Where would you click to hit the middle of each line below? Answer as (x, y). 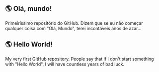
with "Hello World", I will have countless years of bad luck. (65, 64)
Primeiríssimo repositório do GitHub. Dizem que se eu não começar (74, 23)
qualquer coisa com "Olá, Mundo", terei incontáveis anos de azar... (73, 28)
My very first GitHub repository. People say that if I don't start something (79, 59)
